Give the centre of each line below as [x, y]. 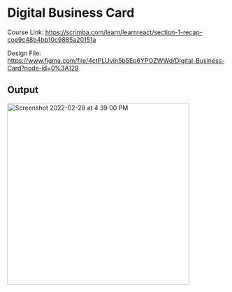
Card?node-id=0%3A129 [43, 68]
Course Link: [26, 32]
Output [23, 90]
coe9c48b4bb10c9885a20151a [52, 39]
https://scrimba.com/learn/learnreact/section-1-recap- [124, 32]
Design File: [24, 53]
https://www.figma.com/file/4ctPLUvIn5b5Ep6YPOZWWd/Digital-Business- [116, 60]
